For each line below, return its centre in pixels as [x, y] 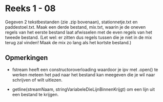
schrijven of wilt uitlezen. [37, 80]
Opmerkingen [26, 58]
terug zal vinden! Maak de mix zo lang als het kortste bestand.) [68, 42]
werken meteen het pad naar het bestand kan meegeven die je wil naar [83, 75]
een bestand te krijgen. [35, 94]
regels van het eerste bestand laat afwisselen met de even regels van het [79, 32]
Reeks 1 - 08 [31, 8]
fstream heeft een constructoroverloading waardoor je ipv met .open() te [85, 69]
